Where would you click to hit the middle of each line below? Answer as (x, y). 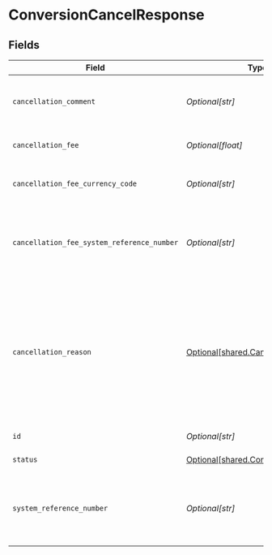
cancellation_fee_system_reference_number (96, 242)
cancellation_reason (52, 352)
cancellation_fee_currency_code (75, 184)
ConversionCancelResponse (106, 15)
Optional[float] (214, 145)
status (25, 460)
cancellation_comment (54, 102)
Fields (24, 45)
